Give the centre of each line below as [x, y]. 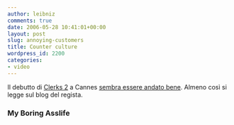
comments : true [30, 21]
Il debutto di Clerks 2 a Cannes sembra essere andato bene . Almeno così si [117, 87]
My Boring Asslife [39, 113]
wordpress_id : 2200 [36, 54]
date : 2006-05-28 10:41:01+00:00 [57, 27]
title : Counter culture [43, 47]
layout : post [27, 34]
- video [19, 67]
